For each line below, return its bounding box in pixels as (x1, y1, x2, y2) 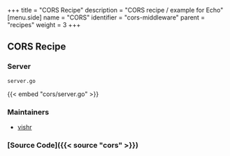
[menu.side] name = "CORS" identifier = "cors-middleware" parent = (7, 13, 206, 22)
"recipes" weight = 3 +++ (7, 21, 81, 29)
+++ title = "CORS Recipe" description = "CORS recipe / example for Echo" (7, 6, 224, 14)
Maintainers (7, 107, 50, 117)
